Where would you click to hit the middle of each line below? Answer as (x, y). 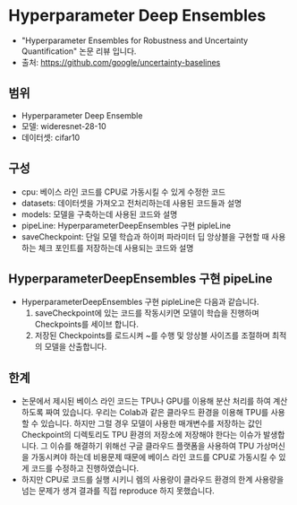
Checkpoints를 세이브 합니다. (87, 325)
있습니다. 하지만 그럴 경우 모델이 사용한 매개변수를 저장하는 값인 (152, 423)
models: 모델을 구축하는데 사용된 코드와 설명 (99, 214)
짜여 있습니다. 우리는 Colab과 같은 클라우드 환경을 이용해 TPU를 (157, 413)
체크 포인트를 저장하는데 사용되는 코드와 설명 (116, 248)
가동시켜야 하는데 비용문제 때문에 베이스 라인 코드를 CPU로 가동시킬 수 (154, 457)
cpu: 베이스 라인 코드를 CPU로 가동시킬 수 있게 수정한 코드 (123, 192)
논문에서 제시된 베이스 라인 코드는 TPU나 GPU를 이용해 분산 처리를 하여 (146, 401)
